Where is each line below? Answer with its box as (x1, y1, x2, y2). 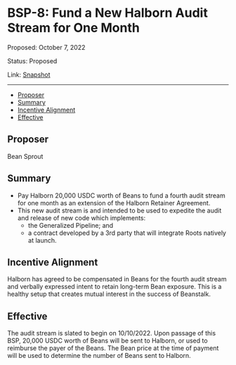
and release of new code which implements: (17, 213, 146, 222)
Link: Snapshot (7, 70, 51, 79)
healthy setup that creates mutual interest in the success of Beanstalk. (7, 290, 211, 298)
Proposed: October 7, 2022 (7, 43, 86, 51)
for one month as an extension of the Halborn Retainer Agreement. (17, 198, 211, 207)
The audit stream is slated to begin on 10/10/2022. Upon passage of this (7, 329, 216, 338)
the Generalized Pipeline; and (27, 221, 114, 229)
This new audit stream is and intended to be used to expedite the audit (17, 206, 222, 214)
